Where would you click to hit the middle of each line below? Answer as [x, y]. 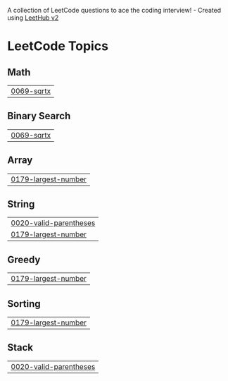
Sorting [24, 304]
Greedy [24, 259]
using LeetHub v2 [33, 18]
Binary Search [39, 116]
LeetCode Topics [58, 46]
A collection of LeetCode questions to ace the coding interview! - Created [114, 10]
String [21, 204]
